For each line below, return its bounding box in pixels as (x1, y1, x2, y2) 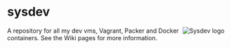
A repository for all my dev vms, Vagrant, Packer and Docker (7, 27, 179, 35)
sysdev (7, 4, 50, 20)
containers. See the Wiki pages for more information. (7, 33, 157, 42)
